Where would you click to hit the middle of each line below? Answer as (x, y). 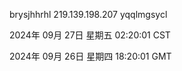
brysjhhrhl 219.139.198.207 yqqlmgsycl (88, 14)
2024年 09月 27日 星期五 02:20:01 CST (90, 35)
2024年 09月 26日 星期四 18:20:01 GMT (90, 56)
